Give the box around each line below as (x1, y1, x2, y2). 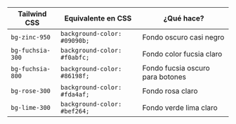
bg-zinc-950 (11, 33, 51, 41)
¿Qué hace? (163, 13, 204, 23)
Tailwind (17, 9, 47, 18)
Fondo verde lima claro (142, 103, 218, 112)
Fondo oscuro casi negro (142, 32, 225, 42)
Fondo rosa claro (142, 86, 198, 96)
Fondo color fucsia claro (142, 49, 223, 58)
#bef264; (60, 107, 90, 115)
